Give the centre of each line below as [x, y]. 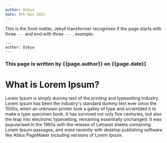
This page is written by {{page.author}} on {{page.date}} [76, 64]
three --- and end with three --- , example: [50, 34]
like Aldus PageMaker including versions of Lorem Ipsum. [64, 135]
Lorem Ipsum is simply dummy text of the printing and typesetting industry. [82, 98]
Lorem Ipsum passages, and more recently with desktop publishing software [84, 130]
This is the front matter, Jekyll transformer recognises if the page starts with [83, 28]
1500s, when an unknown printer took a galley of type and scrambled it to [81, 109]
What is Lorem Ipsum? [52, 84]
